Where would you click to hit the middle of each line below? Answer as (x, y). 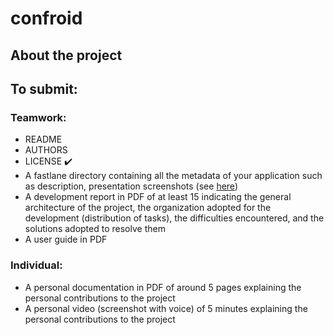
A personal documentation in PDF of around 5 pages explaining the (163, 287)
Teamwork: (38, 117)
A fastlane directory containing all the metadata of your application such (173, 176)
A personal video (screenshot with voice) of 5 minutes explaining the (166, 308)
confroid (46, 18)
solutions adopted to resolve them (95, 229)
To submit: (44, 88)
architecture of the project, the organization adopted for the (148, 208)
